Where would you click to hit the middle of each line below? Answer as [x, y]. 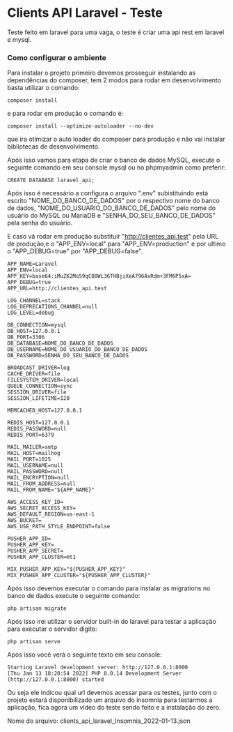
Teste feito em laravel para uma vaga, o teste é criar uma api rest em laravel [116, 32]
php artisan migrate [37, 608]
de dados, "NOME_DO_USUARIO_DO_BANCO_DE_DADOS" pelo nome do [112, 208]
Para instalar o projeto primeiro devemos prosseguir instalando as [102, 73]
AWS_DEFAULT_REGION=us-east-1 [51, 514]
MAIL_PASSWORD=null [35, 472]
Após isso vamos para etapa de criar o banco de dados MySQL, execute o [114, 160]
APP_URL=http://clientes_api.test [57, 289]
